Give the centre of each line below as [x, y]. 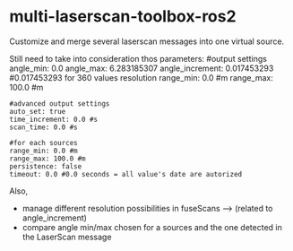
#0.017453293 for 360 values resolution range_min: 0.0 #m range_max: [141, 77]
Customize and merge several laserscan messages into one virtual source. [147, 41]
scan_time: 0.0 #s [43, 127]
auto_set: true [38, 111]
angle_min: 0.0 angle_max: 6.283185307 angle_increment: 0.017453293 [142, 68]
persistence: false [46, 166]
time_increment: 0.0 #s [54, 119]
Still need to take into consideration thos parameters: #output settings [138, 58]
